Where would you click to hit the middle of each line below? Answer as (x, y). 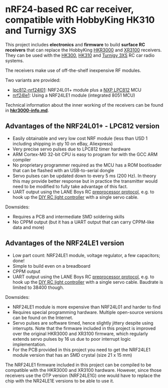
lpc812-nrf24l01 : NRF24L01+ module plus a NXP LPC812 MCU (77, 90)
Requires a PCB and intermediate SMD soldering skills (68, 216)
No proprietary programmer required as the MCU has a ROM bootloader (87, 165)
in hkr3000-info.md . (27, 110)
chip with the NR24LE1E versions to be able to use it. (60, 380)
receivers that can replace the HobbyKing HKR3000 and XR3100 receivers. (83, 50)
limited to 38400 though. (38, 287)
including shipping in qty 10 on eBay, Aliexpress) (63, 143)
